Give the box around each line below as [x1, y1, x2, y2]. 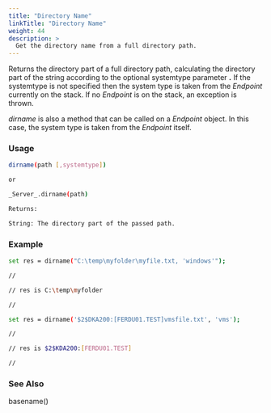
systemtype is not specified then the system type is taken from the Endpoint [8, 82, 263, 91]
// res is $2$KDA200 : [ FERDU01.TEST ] [8, 344, 132, 352]
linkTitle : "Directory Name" [8, 19, 107, 27]
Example [8, 238, 44, 250]
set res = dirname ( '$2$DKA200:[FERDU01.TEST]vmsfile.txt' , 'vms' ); [8, 315, 241, 323]
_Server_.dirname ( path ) [8, 191, 89, 199]
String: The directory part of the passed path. [8, 219, 176, 227]
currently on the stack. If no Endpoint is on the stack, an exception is [8, 90, 237, 99]
